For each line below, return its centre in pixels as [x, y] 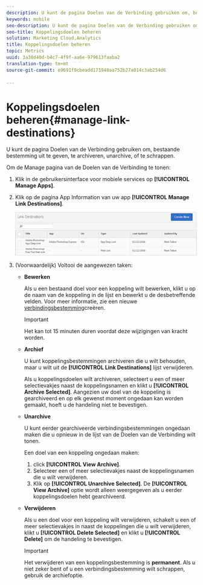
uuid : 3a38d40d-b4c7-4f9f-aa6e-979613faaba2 [63, 57]
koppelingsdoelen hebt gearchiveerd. [79, 496]
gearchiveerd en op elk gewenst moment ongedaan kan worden [104, 398]
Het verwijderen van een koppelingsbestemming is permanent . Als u [110, 562]
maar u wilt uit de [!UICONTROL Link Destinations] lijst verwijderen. [109, 367]
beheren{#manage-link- [68, 120]
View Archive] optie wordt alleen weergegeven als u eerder [108, 490]
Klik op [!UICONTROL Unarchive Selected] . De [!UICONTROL [110, 484]
